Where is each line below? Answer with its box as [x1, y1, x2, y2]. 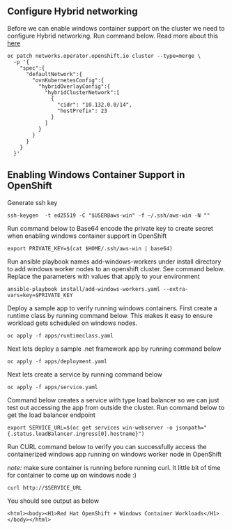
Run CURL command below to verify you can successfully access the [7, 442, 207, 450]
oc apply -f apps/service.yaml [7, 384, 98, 391]
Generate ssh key [7, 198, 58, 206]
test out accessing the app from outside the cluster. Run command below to [7, 403, 225, 411]
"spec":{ [20, 64, 45, 72]
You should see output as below [7, 497, 100, 505]
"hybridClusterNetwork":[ [44, 89, 120, 96]
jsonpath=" [175, 424, 208, 431]
